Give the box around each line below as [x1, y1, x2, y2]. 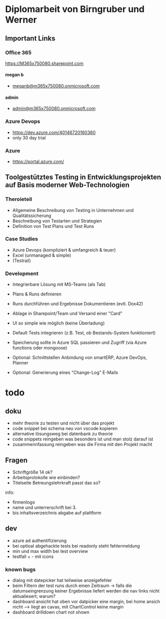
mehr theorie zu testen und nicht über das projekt [12, 420, 115, 426]
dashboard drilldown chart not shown [12, 609, 90, 615]
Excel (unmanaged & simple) [12, 252, 71, 258]
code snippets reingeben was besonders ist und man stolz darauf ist [12, 436, 154, 442]
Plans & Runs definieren [12, 291, 62, 297]
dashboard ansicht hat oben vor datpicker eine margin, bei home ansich [12, 598, 161, 604]
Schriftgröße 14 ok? [12, 469, 53, 475]
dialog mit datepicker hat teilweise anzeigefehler [12, 577, 112, 583]
